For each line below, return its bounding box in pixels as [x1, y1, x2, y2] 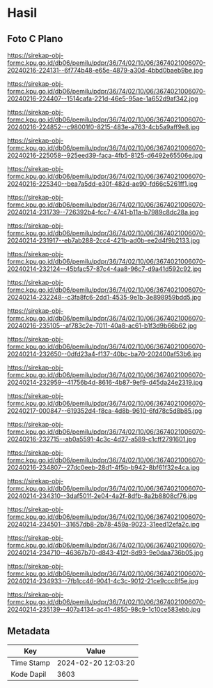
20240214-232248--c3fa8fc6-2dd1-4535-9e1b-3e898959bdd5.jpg [7, 293, 202, 301]
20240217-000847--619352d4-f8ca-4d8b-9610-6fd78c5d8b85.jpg [7, 407, 203, 415]
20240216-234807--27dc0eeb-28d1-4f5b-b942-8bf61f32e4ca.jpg [7, 463, 200, 471]
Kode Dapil [10, 669, 47, 679]
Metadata [7, 625, 50, 637]
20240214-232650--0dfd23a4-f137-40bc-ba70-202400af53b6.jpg [7, 350, 202, 358]
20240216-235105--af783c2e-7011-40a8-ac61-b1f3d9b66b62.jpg [7, 321, 197, 330]
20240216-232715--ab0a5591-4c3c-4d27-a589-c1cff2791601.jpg [7, 435, 196, 443]
